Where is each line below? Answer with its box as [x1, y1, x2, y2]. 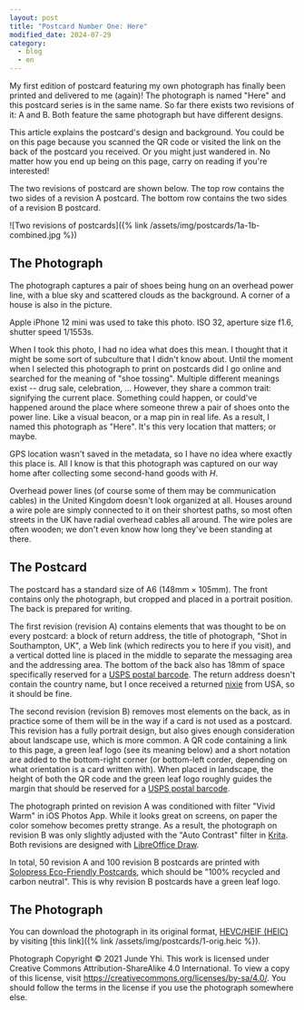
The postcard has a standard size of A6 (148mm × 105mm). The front [9, 583, 268, 594]
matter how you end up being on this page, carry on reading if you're [9, 156, 268, 166]
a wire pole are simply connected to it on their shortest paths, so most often [9, 505, 293, 515]
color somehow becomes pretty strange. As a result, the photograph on [9, 819, 278, 830]
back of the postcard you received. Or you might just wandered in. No [9, 146, 270, 157]
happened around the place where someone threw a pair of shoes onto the [9, 401, 290, 413]
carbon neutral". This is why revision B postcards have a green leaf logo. [9, 876, 281, 887]
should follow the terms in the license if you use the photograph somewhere [9, 982, 294, 994]
